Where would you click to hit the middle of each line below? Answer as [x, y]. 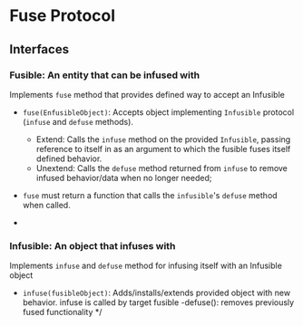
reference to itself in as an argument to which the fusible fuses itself [163, 149]
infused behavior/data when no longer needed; [124, 177]
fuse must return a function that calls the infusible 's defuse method [150, 195]
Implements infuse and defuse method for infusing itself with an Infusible [146, 266]
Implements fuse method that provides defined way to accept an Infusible [147, 94]
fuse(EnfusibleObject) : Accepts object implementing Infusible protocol [158, 112]
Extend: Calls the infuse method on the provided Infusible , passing [163, 139]
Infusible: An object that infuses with [93, 245]
